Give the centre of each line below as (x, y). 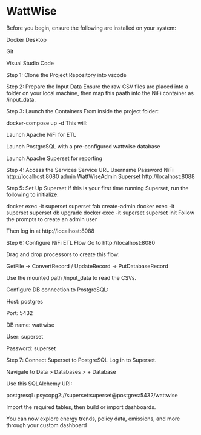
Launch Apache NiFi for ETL (41, 134)
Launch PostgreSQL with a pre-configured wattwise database (83, 146)
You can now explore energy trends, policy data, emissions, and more (93, 419)
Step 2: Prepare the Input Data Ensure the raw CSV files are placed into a (97, 87)
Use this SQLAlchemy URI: (39, 384)
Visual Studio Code (30, 63)
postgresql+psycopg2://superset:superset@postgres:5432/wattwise (92, 395)
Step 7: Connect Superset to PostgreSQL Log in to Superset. (81, 360)
